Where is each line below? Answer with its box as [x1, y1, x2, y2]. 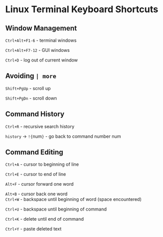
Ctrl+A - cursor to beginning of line [5, 161, 79, 167]
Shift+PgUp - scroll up [5, 85, 51, 91]
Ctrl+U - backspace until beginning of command [5, 206, 107, 212]
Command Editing [5, 148, 64, 157]
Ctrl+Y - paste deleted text [5, 226, 62, 232]
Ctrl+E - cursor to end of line [5, 171, 66, 177]
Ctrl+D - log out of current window [5, 57, 78, 63]
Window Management [5, 24, 77, 33]
